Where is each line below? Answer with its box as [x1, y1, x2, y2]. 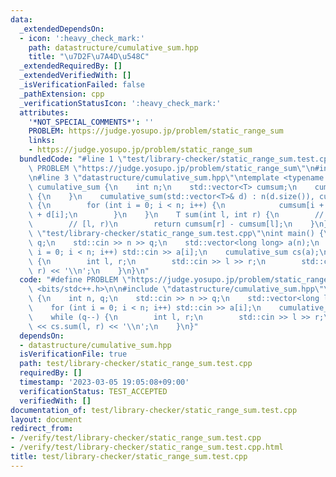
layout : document [10, 414, 83, 425]
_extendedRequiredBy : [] [19, 61, 123, 71]
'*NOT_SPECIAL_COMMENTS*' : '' [28, 117, 155, 127]
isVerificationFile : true [19, 349, 128, 360]
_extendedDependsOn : [19, 24, 105, 34]
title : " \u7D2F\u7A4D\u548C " [28, 52, 150, 62]
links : [28, 136, 56, 146]
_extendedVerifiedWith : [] [19, 71, 132, 81]
